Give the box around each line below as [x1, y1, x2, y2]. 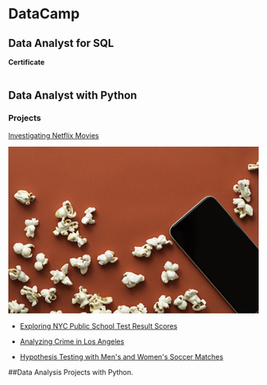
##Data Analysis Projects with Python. [8, 367, 133, 377]
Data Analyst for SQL [8, 37, 114, 50]
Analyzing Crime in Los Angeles [19, 337, 125, 346]
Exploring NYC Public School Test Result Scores [19, 321, 178, 330]
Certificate [8, 57, 45, 67]
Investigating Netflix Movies [8, 130, 99, 140]
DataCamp [8, 5, 80, 23]
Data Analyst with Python [8, 89, 137, 102]
